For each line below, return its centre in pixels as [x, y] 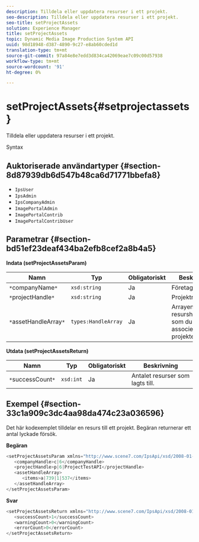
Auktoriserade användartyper [62, 166]
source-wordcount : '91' [36, 67]
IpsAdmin [25, 196]
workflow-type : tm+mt [33, 61]
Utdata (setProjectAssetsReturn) [47, 351]
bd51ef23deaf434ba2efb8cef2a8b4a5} [81, 248]
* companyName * [33, 287]
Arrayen [183, 307]
